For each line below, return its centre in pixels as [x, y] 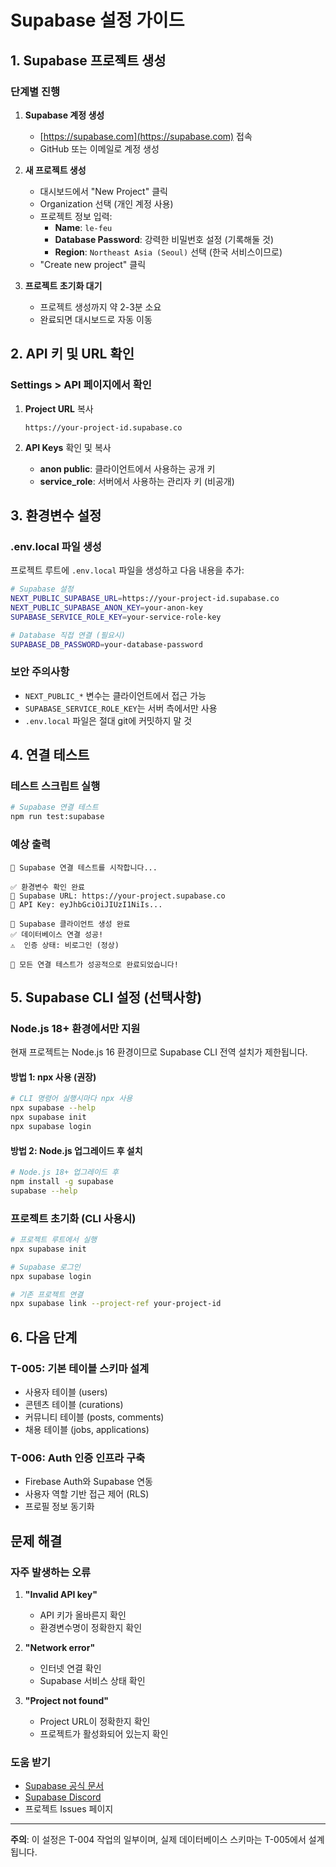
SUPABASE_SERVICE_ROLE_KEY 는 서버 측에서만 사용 [121, 708]
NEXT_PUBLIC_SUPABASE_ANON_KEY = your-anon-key [106, 608]
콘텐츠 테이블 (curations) [74, 1404]
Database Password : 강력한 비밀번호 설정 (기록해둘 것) [164, 239]
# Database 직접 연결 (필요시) [68, 635]
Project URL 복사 [59, 408]
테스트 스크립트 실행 [55, 786]
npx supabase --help [53, 1108]
